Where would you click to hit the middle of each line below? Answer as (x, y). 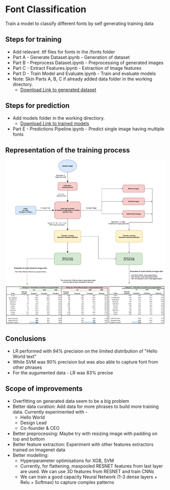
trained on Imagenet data (39, 450)
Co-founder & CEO (40, 428)
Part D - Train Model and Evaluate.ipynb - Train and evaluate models (84, 73)
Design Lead (33, 423)
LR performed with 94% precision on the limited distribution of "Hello (85, 351)
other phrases (27, 367)
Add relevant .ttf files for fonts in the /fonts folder (64, 51)
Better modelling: (30, 455)
